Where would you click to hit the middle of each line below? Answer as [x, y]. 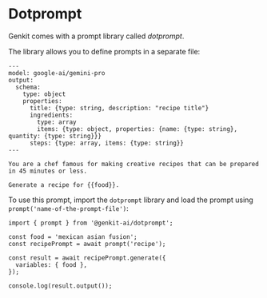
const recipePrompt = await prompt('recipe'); [87, 244]
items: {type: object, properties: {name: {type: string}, [137, 129]
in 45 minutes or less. [48, 171]
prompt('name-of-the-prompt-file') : [69, 208]
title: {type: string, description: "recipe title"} [119, 108]
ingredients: [51, 115]
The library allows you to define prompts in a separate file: [104, 51]
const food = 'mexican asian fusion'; [73, 236]
